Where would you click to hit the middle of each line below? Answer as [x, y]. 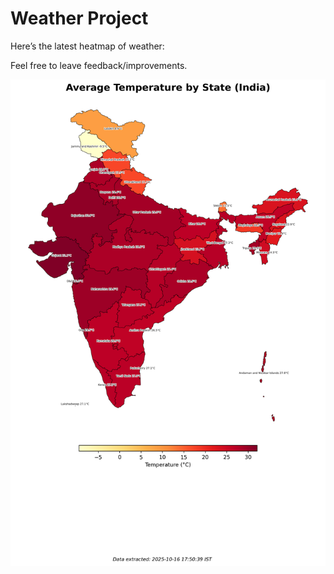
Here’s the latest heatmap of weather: [87, 46]
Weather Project [79, 18]
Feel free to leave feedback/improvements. [99, 65]
